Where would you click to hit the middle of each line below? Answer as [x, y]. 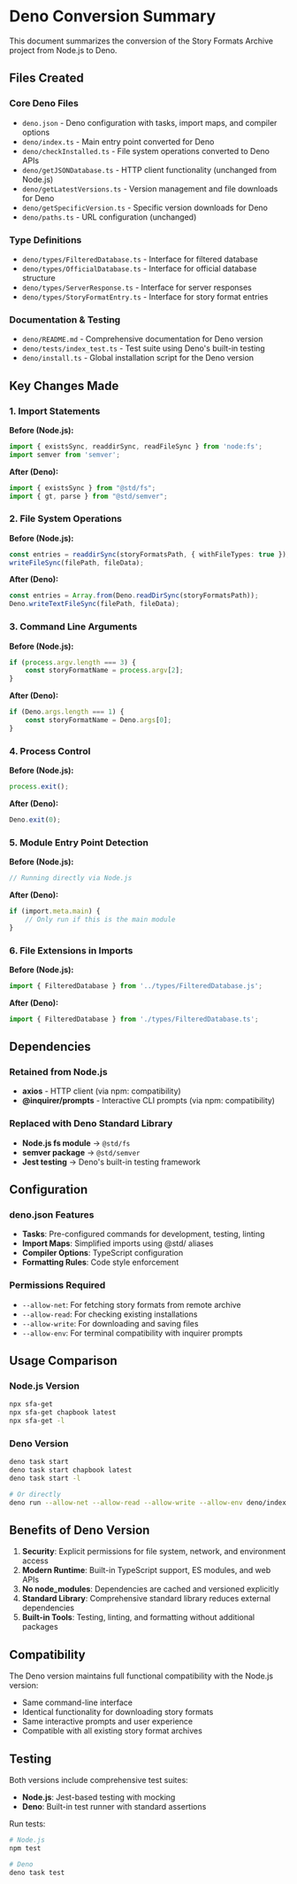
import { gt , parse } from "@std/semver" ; [88, 496]
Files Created [46, 78]
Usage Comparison [63, 1361]
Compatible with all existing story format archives [112, 1731]
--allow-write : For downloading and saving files [110, 1323]
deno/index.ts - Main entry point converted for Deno [118, 141]
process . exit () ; [39, 787]
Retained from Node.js [58, 1071]
